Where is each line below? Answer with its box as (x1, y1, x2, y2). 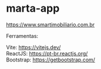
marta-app (6, 2, 60, 15)
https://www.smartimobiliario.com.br (6, 21, 95, 28)
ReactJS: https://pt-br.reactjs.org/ (6, 50, 88, 57)
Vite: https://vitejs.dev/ (6, 43, 61, 51)
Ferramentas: (6, 32, 39, 39)
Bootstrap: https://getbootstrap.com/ (6, 56, 96, 63)
